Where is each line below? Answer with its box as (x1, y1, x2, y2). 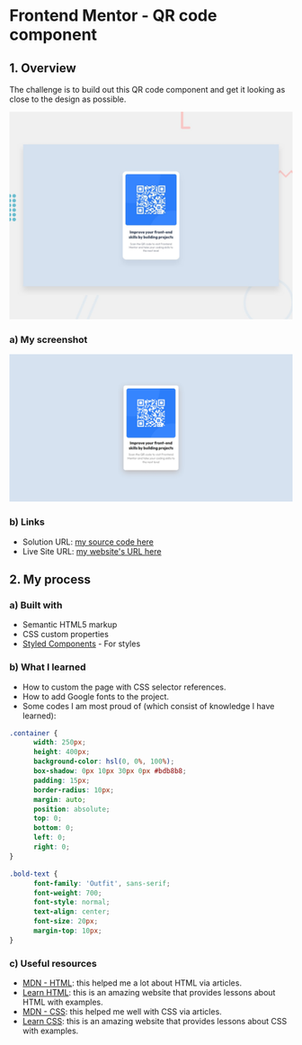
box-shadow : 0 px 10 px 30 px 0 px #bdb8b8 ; (32, 767, 187, 776)
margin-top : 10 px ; (32, 926, 102, 936)
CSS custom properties (22, 629, 110, 640)
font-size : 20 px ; (32, 917, 99, 926)
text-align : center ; (32, 907, 111, 916)
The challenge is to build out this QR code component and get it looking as (9, 85, 286, 95)
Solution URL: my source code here (22, 536, 155, 547)
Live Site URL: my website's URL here (22, 545, 162, 556)
